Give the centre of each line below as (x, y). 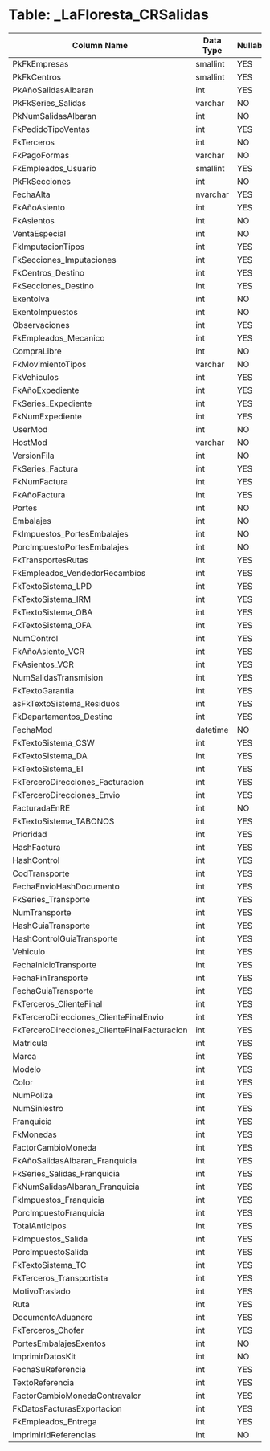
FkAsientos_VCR (43, 664)
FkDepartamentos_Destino (63, 717)
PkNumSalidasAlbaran (55, 116)
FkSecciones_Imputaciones (64, 260)
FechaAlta (31, 194)
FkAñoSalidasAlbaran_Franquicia (75, 1160)
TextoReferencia (43, 1382)
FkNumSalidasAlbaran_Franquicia (76, 1187)
